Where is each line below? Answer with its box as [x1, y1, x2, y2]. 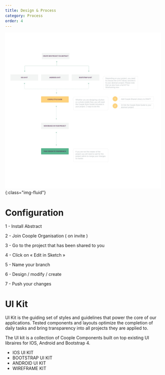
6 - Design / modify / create [5, 271, 62, 277]
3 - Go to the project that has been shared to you [5, 243, 105, 249]
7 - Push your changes [5, 281, 52, 287]
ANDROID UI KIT [12, 360, 46, 366]
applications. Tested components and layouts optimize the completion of [5, 320, 153, 326]
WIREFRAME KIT [12, 366, 46, 372]
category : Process [5, 13, 43, 18]
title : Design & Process [5, 8, 56, 13]
